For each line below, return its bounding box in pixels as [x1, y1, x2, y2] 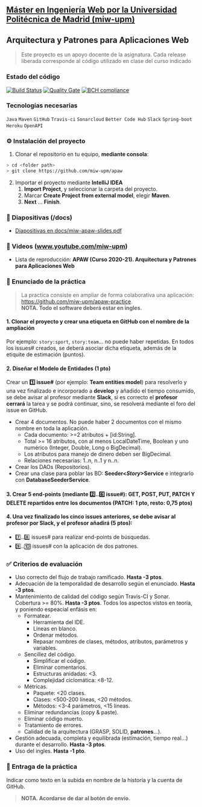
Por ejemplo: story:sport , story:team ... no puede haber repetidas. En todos [6, 337, 194, 345]
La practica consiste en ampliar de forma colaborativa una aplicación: [21, 291, 194, 299]
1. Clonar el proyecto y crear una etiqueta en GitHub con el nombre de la [6, 318, 190, 325]
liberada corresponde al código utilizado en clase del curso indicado [21, 58, 192, 65]
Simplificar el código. [33, 657, 86, 665]
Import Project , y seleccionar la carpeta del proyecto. [24, 185, 158, 193]
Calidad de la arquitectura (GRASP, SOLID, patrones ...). [24, 728, 162, 736]
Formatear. [24, 612, 51, 620]
